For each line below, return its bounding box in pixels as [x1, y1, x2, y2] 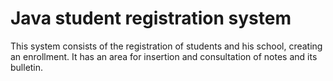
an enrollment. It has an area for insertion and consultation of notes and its [10, 50, 318, 62]
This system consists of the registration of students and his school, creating [10, 40, 323, 52]
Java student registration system [10, 7, 292, 30]
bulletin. [10, 61, 44, 73]
